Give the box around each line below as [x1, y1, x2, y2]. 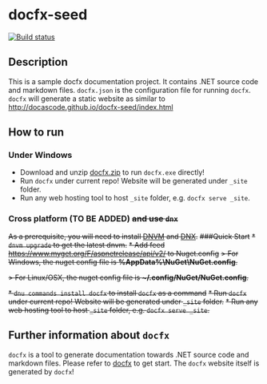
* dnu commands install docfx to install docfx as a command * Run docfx [8, 288, 247, 297]
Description [8, 55, 68, 69]
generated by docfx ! [8, 366, 74, 376]
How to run [8, 126, 65, 139]
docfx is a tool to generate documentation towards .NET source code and [8, 350, 249, 359]
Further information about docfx [8, 329, 170, 342]
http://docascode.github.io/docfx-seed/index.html [8, 102, 173, 111]
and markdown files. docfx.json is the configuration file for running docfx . [8, 85, 252, 95]
